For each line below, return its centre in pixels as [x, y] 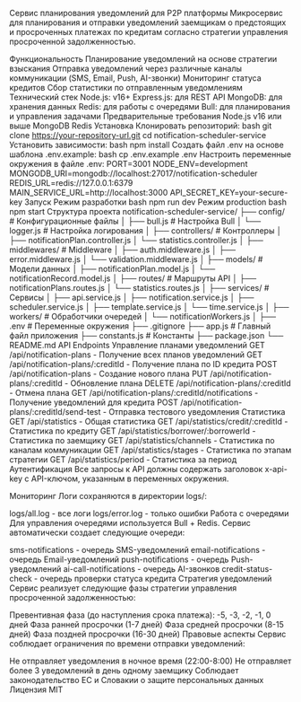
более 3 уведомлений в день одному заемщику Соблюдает [124, 671]
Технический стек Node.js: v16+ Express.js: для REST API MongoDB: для [146, 97]
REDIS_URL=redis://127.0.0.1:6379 [71, 183]
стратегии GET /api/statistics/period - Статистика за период [123, 460]
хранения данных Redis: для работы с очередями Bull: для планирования [150, 106]
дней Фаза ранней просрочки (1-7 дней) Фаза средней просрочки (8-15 [147, 624]
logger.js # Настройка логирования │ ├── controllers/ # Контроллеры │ [146, 231]
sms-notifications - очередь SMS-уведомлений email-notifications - [138, 550]
